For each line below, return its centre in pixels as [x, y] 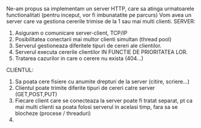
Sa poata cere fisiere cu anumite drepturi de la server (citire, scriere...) [102, 81]
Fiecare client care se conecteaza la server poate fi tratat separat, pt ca [104, 100]
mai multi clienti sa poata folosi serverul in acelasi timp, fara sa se [96, 107]
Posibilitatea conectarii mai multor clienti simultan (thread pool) [93, 39]
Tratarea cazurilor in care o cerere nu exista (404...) [79, 58]
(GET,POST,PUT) [36, 94]
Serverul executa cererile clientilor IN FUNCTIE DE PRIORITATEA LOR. [101, 52]
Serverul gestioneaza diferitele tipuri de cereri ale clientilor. [88, 45]
